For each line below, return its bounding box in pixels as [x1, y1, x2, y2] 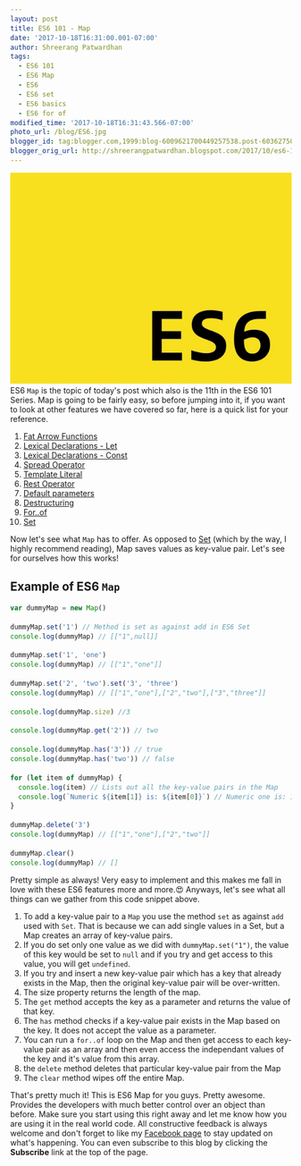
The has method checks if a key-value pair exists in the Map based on [22, 1015, 280, 1026]
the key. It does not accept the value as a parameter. [22, 1025, 217, 1035]
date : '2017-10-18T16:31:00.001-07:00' [10, 33, 159, 42]
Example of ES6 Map [10, 579, 121, 594]
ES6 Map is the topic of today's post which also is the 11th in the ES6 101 [10, 385, 272, 396]
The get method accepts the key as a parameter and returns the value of [22, 996, 291, 1007]
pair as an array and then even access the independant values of [45, 1043, 285, 1054]
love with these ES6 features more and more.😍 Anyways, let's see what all [10, 883, 286, 894]
